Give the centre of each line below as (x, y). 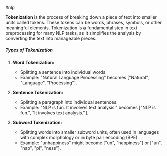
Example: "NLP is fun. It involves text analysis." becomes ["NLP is (88, 107)
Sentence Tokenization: (38, 92)
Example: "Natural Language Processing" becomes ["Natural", (85, 77)
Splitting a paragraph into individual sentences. (69, 102)
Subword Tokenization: (37, 122)
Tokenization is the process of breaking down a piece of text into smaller (81, 17)
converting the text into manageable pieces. (51, 38)
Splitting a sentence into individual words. (63, 72)
